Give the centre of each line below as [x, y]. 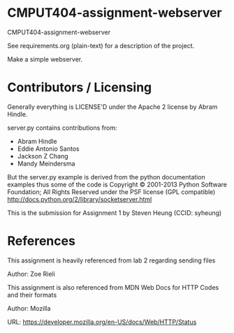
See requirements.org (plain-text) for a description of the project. [101, 45]
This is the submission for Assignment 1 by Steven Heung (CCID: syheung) [115, 213]
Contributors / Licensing [80, 88]
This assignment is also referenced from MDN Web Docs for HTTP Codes [113, 287]
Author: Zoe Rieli [31, 274]
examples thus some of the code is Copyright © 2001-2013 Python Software [117, 184]
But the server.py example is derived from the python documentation [107, 177]
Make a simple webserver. [45, 59]
